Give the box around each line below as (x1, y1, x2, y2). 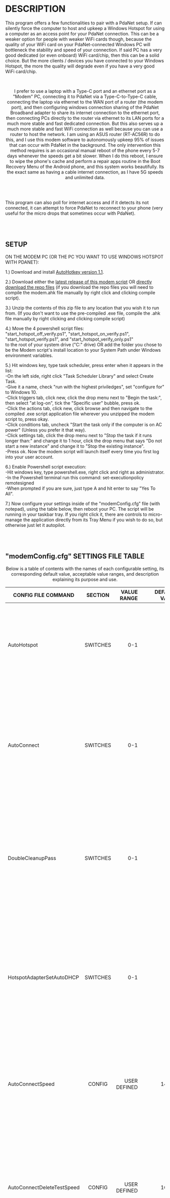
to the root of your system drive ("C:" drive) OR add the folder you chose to (5, 341, 162, 348)
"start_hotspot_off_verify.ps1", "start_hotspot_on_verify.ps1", (5, 330, 130, 337)
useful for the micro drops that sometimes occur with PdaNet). (5, 210, 136, 216)
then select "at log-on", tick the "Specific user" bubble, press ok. (5, 400, 141, 406)
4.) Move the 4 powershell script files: (5, 325, 84, 331)
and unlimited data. (65, 174, 105, 180)
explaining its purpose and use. (52, 576, 118, 582)
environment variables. (5, 352, 53, 358)
